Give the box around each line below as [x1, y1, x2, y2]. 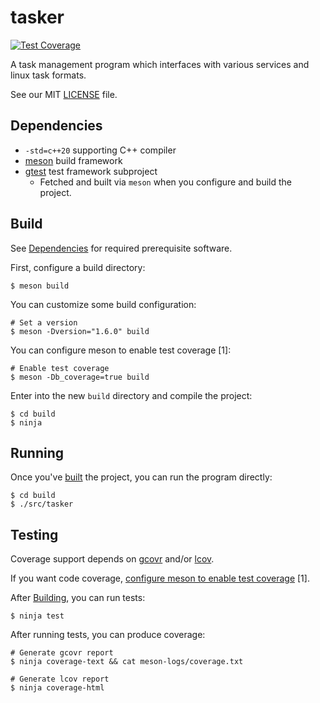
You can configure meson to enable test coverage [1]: [10, 344, 232, 356]
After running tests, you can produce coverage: [10, 629, 206, 641]
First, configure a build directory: [10, 261, 146, 273]
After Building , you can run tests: [10, 592, 146, 604]
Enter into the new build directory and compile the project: [10, 389, 253, 401]
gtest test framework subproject [24, 165, 158, 177]
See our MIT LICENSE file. [10, 88, 118, 100]
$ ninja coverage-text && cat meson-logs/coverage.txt [10, 657, 244, 667]
